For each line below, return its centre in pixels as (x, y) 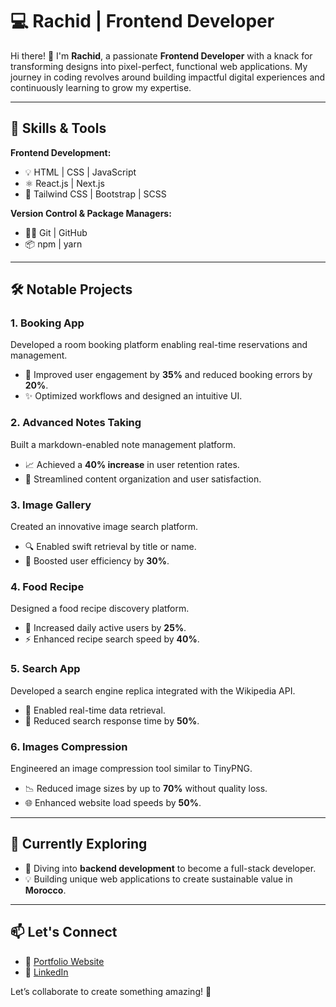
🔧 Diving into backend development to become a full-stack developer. (170, 868)
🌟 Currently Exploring (79, 844)
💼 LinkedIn (46, 972)
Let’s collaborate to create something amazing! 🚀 (111, 991)
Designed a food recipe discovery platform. (100, 609)
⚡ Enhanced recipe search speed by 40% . (112, 639)
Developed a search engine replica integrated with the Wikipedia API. (153, 690)
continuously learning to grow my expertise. (101, 87)
